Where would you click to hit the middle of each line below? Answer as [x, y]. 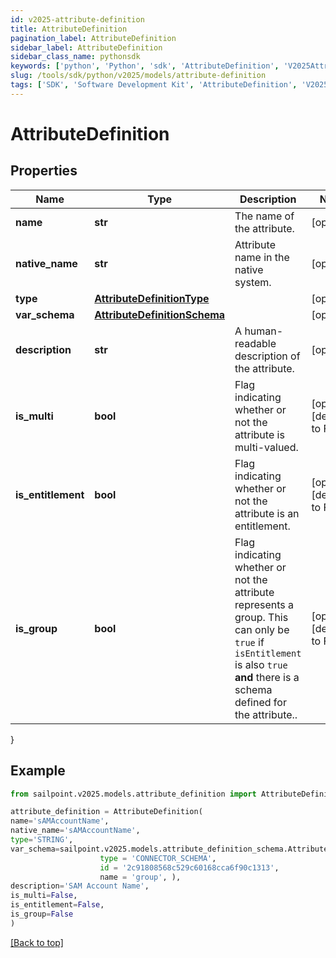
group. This [261, 617]
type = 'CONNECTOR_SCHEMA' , [158, 858]
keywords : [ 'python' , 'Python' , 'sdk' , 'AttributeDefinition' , [145, 66]
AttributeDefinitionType [152, 298]
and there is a [267, 677]
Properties [44, 171]
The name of [264, 216]
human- [264, 331]
